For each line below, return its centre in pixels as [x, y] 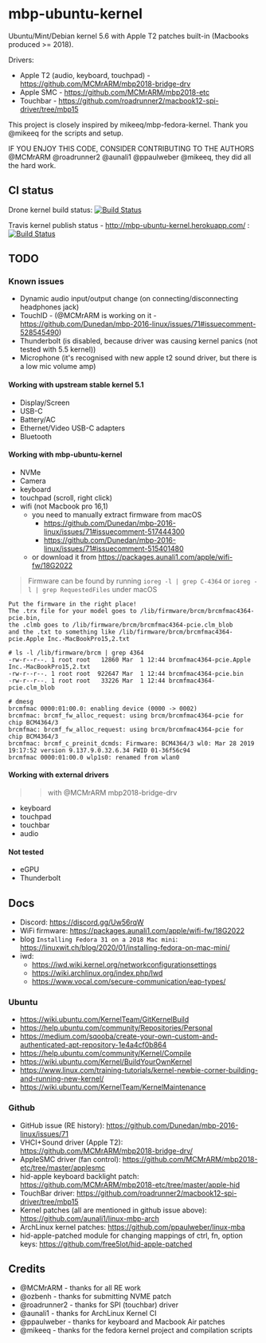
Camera [33, 481]
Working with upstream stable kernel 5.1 [76, 385]
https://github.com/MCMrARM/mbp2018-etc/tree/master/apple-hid [130, 1184]
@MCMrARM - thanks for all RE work [80, 1288]
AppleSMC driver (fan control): [70, 1159]
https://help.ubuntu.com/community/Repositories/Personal [116, 1028]
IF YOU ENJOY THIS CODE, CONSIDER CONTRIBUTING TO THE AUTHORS [131, 148]
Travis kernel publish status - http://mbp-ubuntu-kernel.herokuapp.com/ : [129, 225]
